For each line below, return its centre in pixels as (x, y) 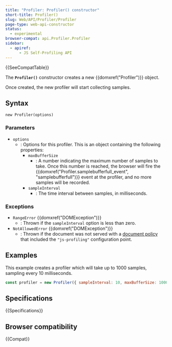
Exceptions (20, 206)
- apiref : (20, 48)
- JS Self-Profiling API (45, 53)
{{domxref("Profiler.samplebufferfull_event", (82, 171)
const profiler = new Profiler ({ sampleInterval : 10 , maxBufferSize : (81, 282)
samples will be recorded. (63, 182)
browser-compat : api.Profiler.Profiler (48, 39)
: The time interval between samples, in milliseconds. (91, 193)
